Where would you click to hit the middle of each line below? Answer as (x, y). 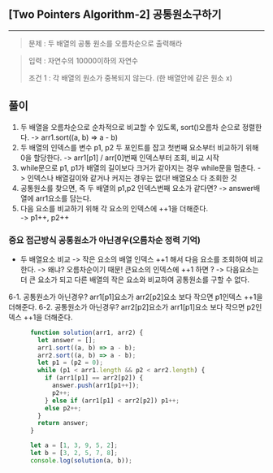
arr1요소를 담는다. (63, 198)
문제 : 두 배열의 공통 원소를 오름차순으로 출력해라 (105, 43)
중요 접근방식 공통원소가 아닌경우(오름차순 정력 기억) (104, 240)
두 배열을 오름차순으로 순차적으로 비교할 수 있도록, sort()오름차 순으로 (130, 127)
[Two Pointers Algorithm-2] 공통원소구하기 (115, 15)
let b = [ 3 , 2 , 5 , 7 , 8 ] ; (74, 453)
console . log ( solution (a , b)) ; (81, 460)
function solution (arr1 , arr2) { (87, 332)
